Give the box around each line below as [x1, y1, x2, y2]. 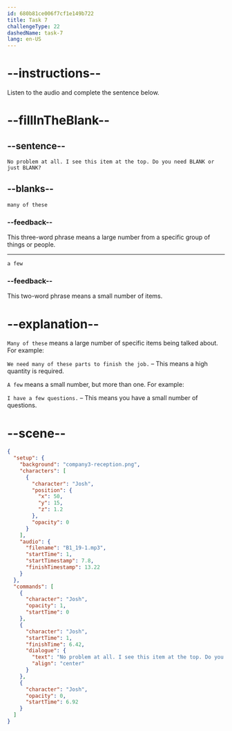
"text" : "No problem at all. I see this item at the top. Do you [32, 654, 224, 661]
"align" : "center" [32, 661, 85, 667]
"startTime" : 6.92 [25, 699, 79, 705]
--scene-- [7, 426, 66, 441]
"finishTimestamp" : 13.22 [25, 564, 100, 571]
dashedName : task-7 [7, 29, 64, 37]
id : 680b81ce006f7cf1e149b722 [7, 10, 95, 17]
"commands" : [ [13, 583, 54, 590]
